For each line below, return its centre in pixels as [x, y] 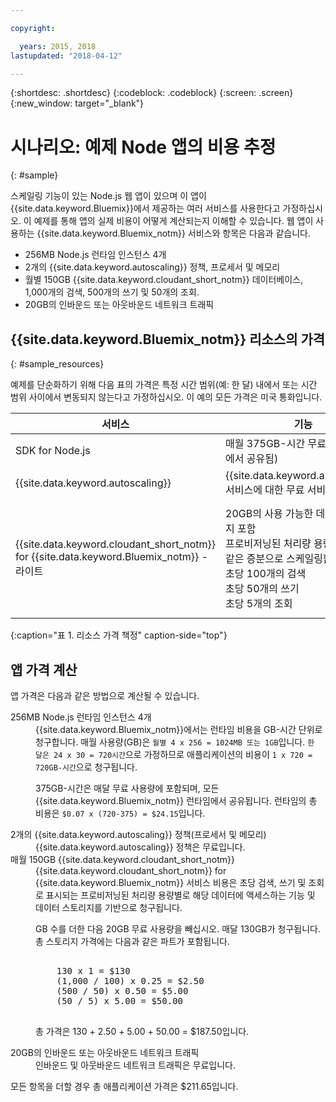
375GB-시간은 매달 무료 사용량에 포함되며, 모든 [127, 788]
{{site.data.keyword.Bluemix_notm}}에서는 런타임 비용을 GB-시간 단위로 [179, 729]
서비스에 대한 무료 [265, 490]
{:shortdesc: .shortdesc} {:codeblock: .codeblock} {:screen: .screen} [152, 93]
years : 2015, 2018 [58, 46]
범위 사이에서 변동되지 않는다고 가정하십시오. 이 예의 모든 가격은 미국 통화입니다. [166, 397]
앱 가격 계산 [44, 669]
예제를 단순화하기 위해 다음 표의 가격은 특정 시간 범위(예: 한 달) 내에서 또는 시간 [164, 385]
